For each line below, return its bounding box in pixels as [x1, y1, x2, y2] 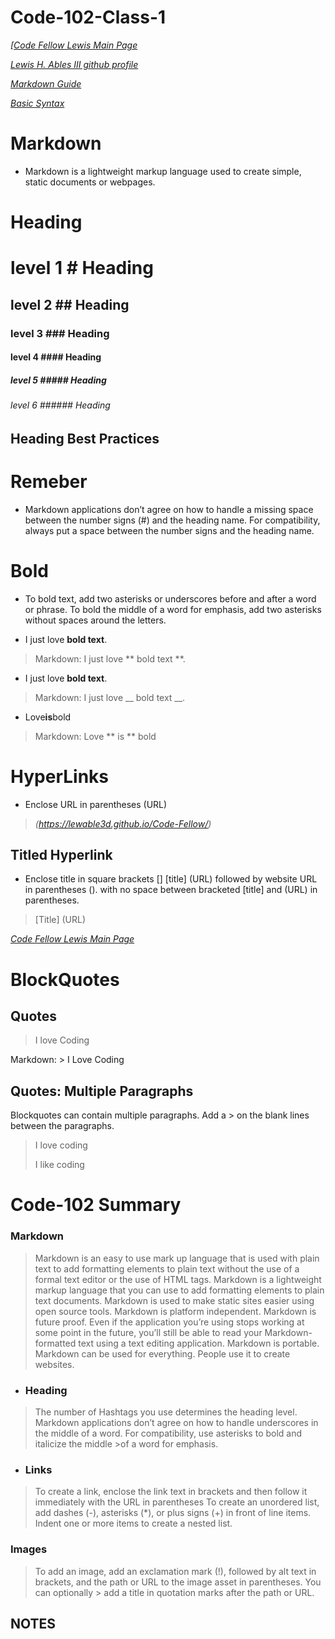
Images [10, 1542, 48, 1556]
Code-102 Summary [10, 1194, 182, 1216]
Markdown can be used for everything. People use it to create [34, 1347, 291, 1360]
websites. [34, 1358, 75, 1370]
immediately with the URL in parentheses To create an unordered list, [34, 1496, 320, 1508]
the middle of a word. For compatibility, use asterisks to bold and [34, 1427, 303, 1439]
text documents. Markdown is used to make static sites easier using [34, 1294, 315, 1306]
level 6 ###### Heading [10, 399, 111, 411]
